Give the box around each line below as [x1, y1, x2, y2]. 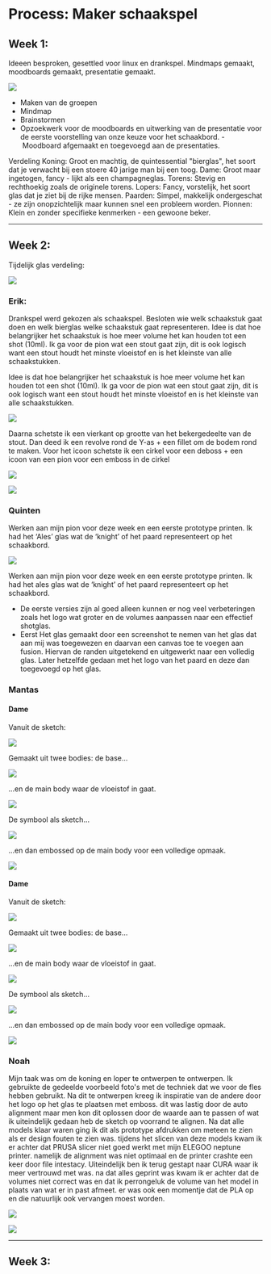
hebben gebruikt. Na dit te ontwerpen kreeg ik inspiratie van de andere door [8, 1091, 262, 1100]
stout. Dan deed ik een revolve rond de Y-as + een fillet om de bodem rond [8, 438, 257, 447]
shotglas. [19, 621, 51, 631]
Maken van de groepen [19, 98, 98, 107]
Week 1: [8, 37, 48, 51]
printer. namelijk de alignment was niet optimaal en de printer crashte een [8, 1151, 253, 1161]
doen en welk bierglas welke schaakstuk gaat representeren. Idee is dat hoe [8, 322, 261, 332]
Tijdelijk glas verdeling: [8, 260, 85, 270]
